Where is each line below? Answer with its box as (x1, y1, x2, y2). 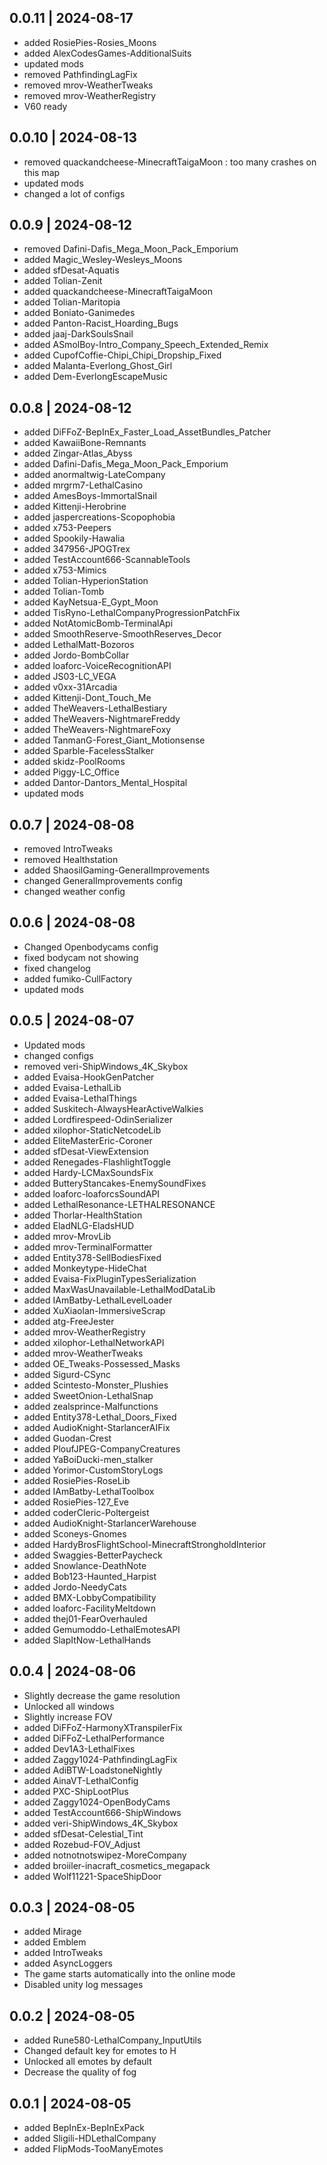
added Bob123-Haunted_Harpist (23, 1570, 157, 1582)
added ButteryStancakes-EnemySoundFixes (23, 1177, 207, 1189)
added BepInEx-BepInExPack (23, 2121, 146, 2133)
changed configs (23, 1049, 94, 1061)
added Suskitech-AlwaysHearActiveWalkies (23, 1102, 204, 1115)
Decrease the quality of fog (23, 2066, 137, 2078)
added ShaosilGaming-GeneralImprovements (23, 864, 211, 876)
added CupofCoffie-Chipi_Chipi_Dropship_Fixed (23, 349, 222, 361)
